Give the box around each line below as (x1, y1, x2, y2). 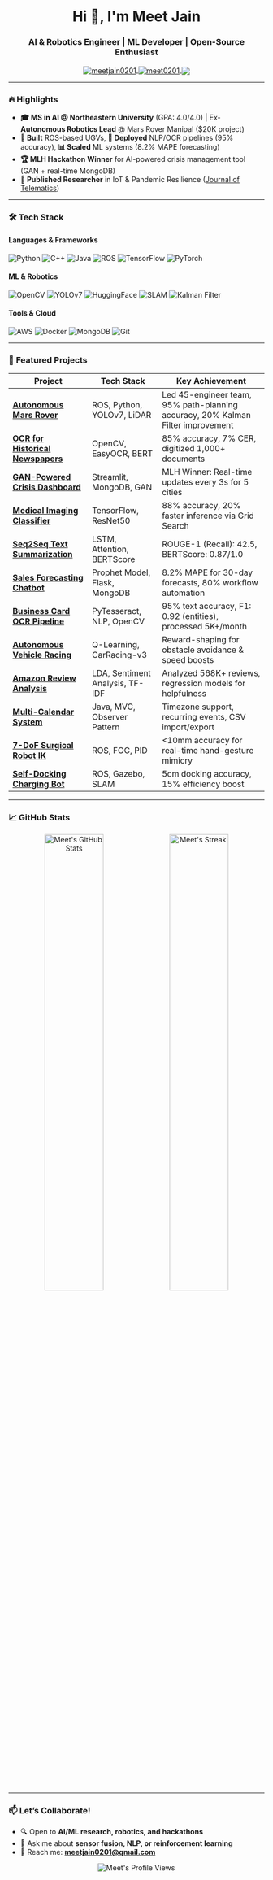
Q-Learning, (92, 639, 140, 651)
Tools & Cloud (8, 308, 57, 318)
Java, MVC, (92, 701, 136, 712)
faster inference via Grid (162, 510, 254, 521)
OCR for (12, 433, 45, 444)
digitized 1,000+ (162, 443, 226, 455)
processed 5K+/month (162, 621, 248, 633)
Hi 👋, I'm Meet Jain (71, 7, 201, 26)
